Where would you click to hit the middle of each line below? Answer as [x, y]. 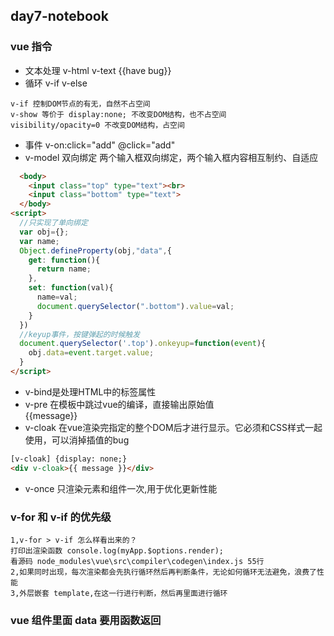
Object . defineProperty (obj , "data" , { [95, 250]
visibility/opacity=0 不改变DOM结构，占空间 [97, 125]
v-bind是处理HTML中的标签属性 [90, 391]
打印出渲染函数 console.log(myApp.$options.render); [117, 550]
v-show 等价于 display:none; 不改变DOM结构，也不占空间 [118, 114]
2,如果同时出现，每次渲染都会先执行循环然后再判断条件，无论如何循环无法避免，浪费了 [163, 572]
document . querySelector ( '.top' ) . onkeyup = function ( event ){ [143, 344]
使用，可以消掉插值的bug [77, 440]
